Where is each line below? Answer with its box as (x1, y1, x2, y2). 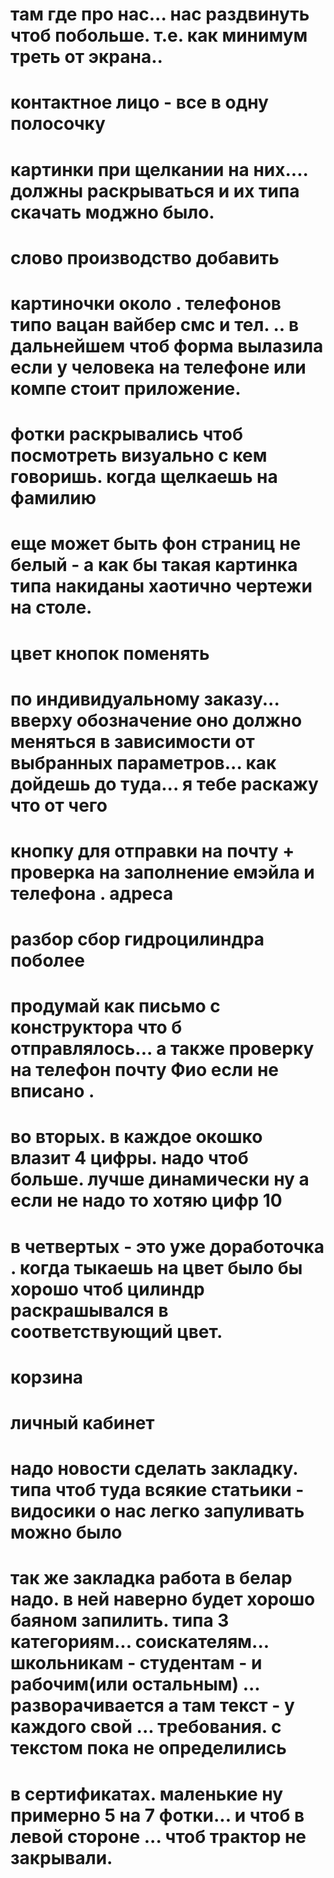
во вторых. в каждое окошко (10, 1126, 263, 1148)
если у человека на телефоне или (10, 356, 307, 378)
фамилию (10, 487, 97, 510)
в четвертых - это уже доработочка (10, 1235, 325, 1258)
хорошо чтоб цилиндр (10, 1278, 205, 1300)
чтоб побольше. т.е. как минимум (10, 24, 308, 47)
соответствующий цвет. (10, 1320, 223, 1343)
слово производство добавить (10, 246, 280, 269)
